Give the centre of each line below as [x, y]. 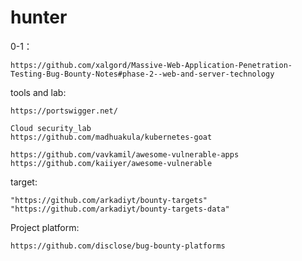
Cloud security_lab [51, 128]
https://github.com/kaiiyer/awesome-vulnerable [111, 163]
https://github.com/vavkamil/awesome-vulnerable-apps [125, 154]
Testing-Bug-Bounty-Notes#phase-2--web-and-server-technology [142, 74]
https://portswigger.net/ [64, 111]
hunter [39, 17]
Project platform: [45, 227]
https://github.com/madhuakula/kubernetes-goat [111, 137]
